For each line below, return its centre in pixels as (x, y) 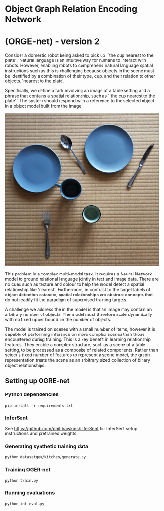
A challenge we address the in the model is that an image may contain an (79, 309)
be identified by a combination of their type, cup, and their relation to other (80, 76)
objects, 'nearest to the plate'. (35, 81)
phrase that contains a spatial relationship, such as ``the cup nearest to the (80, 96)
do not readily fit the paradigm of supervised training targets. (66, 300)
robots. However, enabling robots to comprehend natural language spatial (79, 66)
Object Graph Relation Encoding (71, 9)
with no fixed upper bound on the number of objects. (58, 320)
